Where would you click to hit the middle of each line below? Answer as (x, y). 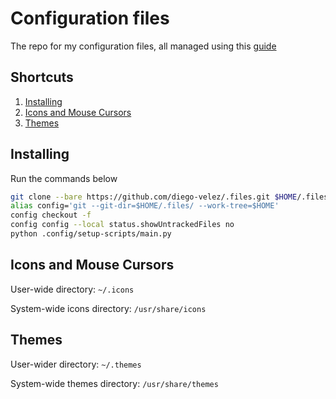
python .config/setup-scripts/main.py (91, 234)
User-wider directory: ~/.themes (76, 364)
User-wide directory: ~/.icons (72, 289)
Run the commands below (64, 178)
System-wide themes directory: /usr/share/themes (114, 383)
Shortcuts (42, 77)
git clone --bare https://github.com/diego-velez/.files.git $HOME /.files (169, 197)
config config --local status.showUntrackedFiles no (122, 225)
